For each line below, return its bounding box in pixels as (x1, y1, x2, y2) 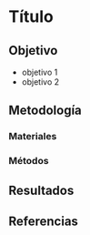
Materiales (8, 130, 57, 143)
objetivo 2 (21, 77, 60, 87)
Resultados (8, 182, 75, 198)
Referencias (8, 214, 79, 230)
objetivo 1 (21, 66, 58, 77)
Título (8, 6, 54, 27)
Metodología (8, 103, 83, 118)
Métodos (8, 155, 49, 168)
